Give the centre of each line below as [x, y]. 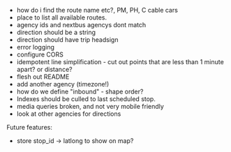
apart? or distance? [44, 69]
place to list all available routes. [62, 17]
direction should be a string [56, 32]
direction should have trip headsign [67, 40]
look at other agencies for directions [69, 114]
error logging [36, 47]
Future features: [30, 127]
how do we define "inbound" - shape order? [80, 91]
